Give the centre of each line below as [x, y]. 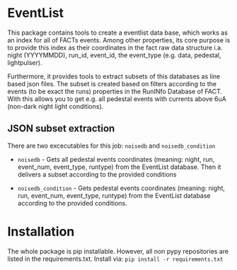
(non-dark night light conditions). [56, 106]
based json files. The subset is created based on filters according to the [112, 83]
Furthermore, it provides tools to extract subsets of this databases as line [114, 76]
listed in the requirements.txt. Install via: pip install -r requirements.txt [115, 259]
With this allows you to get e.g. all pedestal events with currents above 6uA [117, 99]
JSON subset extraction [61, 129]
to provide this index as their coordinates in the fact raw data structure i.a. [115, 47]
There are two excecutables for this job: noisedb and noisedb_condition [111, 146]
